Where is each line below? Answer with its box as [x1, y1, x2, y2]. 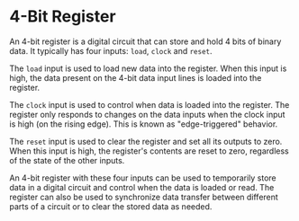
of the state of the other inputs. [9, 155, 125, 165]
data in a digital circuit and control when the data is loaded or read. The [9, 181, 275, 192]
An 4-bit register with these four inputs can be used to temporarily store [9, 172, 276, 183]
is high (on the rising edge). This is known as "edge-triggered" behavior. [9, 119, 278, 129]
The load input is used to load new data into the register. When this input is [9, 63, 287, 74]
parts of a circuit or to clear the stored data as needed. [9, 200, 213, 212]
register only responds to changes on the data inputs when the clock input [9, 109, 285, 119]
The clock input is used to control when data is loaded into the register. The [9, 99, 290, 110]
